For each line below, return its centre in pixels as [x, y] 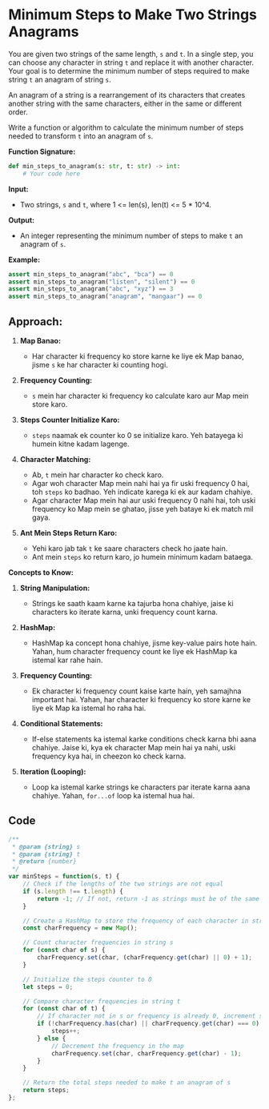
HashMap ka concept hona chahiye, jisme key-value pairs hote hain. [145, 643]
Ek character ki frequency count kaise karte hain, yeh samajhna [137, 691]
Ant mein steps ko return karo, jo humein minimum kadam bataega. [143, 557]
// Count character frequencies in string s [98, 942]
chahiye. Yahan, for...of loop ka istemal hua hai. [113, 796]
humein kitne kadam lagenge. [80, 444]
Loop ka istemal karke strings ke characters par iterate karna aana [141, 787]
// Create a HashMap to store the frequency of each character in [136, 921]
